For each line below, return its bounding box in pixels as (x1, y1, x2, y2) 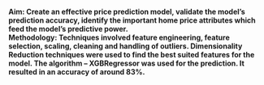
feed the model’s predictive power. (8, 24, 128, 33)
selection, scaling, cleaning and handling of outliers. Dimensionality (8, 41, 243, 51)
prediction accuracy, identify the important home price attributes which (8, 15, 256, 25)
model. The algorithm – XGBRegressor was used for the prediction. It (8, 58, 245, 68)
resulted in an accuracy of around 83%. (8, 67, 145, 76)
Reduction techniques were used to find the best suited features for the (8, 50, 255, 59)
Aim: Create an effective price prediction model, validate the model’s (8, 7, 245, 16)
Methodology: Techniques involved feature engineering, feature (8, 32, 230, 42)
